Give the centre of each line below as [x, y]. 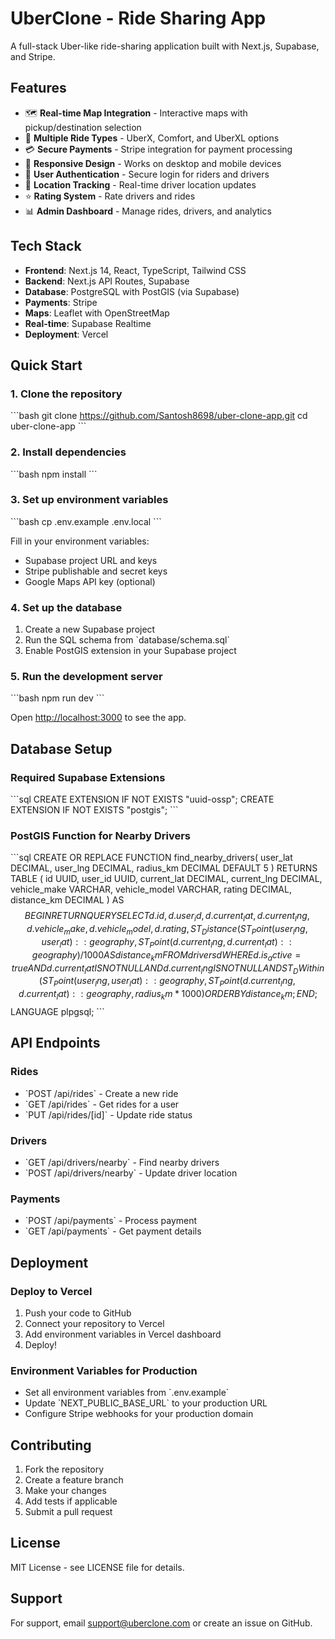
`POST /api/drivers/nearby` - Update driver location [131, 1173]
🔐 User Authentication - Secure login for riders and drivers [147, 174]
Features [38, 88]
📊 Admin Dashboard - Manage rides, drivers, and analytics [148, 211]
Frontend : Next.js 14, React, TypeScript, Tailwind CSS [135, 270]
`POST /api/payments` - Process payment [111, 1221]
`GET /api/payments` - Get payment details [113, 1231]
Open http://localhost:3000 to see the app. [98, 718]
